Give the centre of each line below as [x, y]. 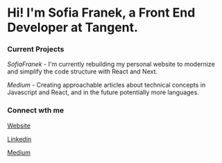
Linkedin [19, 139]
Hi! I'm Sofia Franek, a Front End [101, 13]
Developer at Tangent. [73, 27]
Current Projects [36, 49]
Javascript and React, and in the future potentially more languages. [103, 92]
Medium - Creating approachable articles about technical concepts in [106, 85]
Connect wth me [36, 110]
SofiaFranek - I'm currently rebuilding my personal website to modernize [111, 65]
